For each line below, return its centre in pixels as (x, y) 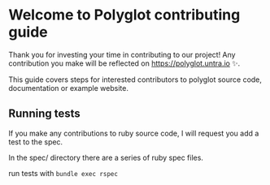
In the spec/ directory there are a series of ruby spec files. (106, 157)
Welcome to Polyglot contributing (124, 15)
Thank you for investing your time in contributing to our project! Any (122, 54)
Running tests (45, 114)
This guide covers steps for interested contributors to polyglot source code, (135, 80)
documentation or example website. (68, 88)
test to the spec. (36, 142)
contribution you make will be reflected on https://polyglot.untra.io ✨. (124, 63)
